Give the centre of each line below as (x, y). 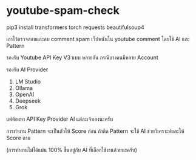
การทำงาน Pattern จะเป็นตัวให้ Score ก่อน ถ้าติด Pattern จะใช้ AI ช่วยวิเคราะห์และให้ (95, 131)
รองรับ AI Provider (27, 69)
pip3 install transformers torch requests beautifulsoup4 (75, 27)
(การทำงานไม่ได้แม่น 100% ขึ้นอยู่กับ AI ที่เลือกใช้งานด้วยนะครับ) (72, 150)
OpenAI (25, 94)
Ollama (24, 88)
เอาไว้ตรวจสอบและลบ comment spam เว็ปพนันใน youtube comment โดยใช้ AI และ (98, 39)
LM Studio (28, 82)
